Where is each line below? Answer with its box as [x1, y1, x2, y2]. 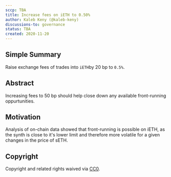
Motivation [5, 113, 41, 122]
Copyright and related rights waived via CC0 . [5, 166, 100, 172]
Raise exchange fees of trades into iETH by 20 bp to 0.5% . [5, 64, 125, 70]
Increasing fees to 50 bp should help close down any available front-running [5, 92, 166, 99]
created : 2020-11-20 [5, 31, 50, 36]
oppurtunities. [5, 98, 35, 104]
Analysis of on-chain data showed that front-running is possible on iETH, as [5, 126, 165, 132]
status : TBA [5, 27, 31, 32]
